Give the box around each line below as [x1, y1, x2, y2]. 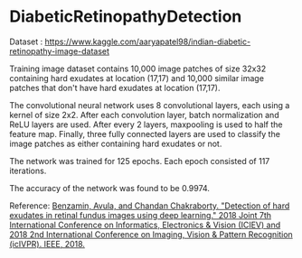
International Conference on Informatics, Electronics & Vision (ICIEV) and [9, 219, 281, 230]
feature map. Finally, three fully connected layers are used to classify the [9, 128, 280, 139]
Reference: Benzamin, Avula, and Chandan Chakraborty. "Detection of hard [9, 200, 290, 211]
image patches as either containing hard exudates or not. [9, 138, 222, 149]
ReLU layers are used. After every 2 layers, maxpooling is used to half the [9, 119, 283, 130]
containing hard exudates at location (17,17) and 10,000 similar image [9, 72, 265, 83]
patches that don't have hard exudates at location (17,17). [9, 82, 221, 93]
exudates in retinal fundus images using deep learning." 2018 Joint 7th [9, 209, 272, 220]
